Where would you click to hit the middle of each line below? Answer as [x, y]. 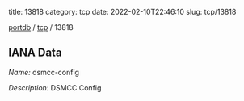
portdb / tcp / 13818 [41, 27]
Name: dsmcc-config [44, 72]
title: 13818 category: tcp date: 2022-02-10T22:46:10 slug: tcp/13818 [122, 12]
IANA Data [35, 53]
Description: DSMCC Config [55, 87]
